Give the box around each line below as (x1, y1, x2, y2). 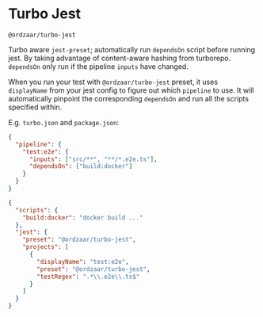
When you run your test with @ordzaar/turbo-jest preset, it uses (8, 77, 219, 86)
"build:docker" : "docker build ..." (22, 213, 144, 222)
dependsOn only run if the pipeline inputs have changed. (8, 61, 189, 71)
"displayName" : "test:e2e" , (36, 258, 129, 265)
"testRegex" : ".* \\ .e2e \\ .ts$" (36, 273, 140, 281)
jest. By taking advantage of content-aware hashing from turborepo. (8, 53, 231, 63)
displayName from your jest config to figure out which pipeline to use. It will (8, 85, 254, 95)
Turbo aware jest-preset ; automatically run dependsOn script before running (8, 44, 256, 54)
